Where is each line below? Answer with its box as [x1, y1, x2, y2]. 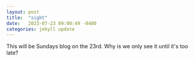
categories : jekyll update [6, 26, 75, 32]
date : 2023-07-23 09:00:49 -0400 [6, 20, 97, 26]
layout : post [6, 9, 40, 15]
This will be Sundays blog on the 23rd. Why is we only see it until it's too [6, 43, 189, 50]
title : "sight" [6, 15, 48, 21]
